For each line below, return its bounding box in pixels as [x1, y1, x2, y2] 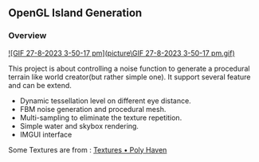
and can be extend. [8, 80, 72, 90]
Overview [8, 30, 47, 41]
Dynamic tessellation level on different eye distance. [19, 95, 191, 106]
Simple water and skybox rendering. [19, 121, 139, 130]
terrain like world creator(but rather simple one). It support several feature [8, 71, 251, 82]
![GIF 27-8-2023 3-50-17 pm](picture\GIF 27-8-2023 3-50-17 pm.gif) [8, 48, 235, 58]
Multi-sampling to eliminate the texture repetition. [19, 113, 182, 122]
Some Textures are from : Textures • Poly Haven [8, 145, 167, 154]
